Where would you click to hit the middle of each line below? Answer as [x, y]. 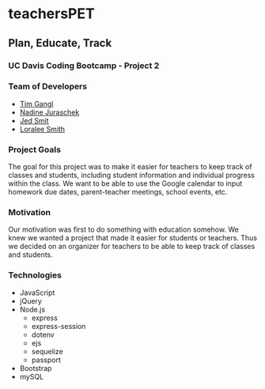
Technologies [35, 275]
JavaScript [37, 293]
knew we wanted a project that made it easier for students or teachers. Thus [133, 238]
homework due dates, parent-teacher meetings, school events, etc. [118, 192]
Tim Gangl [36, 104]
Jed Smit [34, 120]
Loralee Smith [42, 129]
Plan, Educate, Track [60, 43]
